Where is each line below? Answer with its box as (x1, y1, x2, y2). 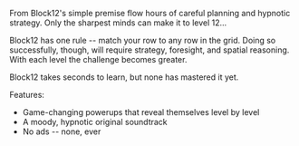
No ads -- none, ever (22, 126, 101, 137)
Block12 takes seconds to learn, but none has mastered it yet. (9, 72, 239, 83)
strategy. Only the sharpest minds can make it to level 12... (9, 17, 227, 28)
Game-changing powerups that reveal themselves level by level (22, 107, 260, 117)
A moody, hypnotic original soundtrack (22, 117, 168, 127)
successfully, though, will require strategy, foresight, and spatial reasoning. (9, 44, 290, 55)
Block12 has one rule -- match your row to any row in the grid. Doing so (9, 35, 276, 45)
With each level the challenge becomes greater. (9, 54, 188, 64)
